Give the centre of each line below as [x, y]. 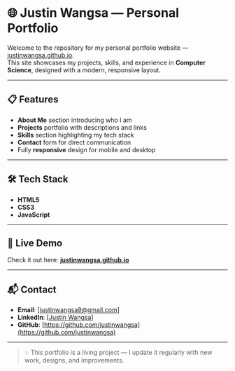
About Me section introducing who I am [74, 120]
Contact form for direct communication [74, 142]
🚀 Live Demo [35, 243]
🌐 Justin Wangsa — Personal [93, 13]
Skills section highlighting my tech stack [76, 135]
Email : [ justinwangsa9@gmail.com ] [69, 310]
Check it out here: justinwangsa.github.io [68, 260]
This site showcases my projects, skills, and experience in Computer [107, 62]
